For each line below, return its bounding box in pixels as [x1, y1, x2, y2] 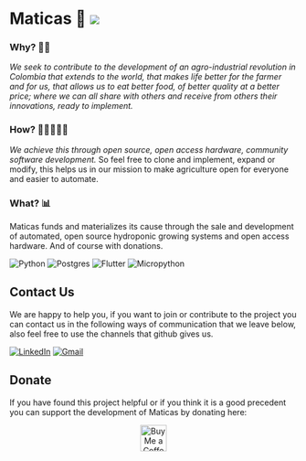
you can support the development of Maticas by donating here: [9, 406, 248, 417]
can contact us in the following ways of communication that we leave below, [9, 318, 297, 329]
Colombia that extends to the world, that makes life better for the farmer [9, 71, 282, 82]
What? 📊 [9, 197, 52, 209]
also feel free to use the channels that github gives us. [9, 328, 214, 339]
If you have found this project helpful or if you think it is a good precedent [9, 397, 287, 408]
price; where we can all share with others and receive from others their [9, 91, 278, 102]
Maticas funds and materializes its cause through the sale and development [9, 221, 294, 232]
